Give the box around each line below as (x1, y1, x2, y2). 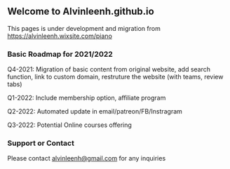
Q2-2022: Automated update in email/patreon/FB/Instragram (7, 107, 182, 116)
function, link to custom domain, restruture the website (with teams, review (7, 73, 224, 81)
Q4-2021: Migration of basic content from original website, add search (7, 65, 211, 74)
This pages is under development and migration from (7, 24, 161, 32)
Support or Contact (7, 138, 75, 148)
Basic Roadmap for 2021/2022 (7, 49, 114, 59)
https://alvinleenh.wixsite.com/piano (7, 32, 112, 40)
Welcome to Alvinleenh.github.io (7, 6, 154, 18)
